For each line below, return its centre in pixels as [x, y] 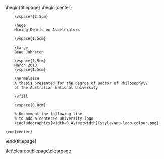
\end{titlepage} [21, 141]
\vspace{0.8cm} [30, 105]
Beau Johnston [29, 52]
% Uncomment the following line [48, 114]
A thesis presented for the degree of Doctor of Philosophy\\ [81, 83]
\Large [21, 48]
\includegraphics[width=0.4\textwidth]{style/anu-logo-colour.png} [87, 123]
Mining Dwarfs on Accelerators [47, 30]
